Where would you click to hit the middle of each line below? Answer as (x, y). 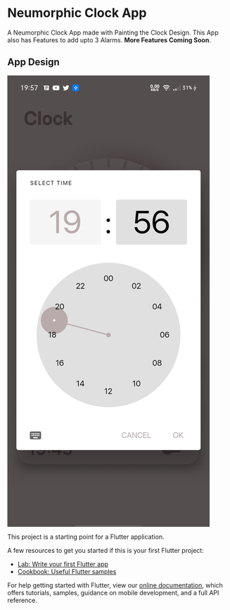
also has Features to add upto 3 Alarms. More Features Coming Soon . (109, 39)
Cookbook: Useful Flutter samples (67, 571)
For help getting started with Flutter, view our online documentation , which (115, 585)
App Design (33, 62)
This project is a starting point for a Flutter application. (86, 537)
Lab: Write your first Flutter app (63, 564)
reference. (22, 600)
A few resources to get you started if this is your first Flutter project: (106, 550)
